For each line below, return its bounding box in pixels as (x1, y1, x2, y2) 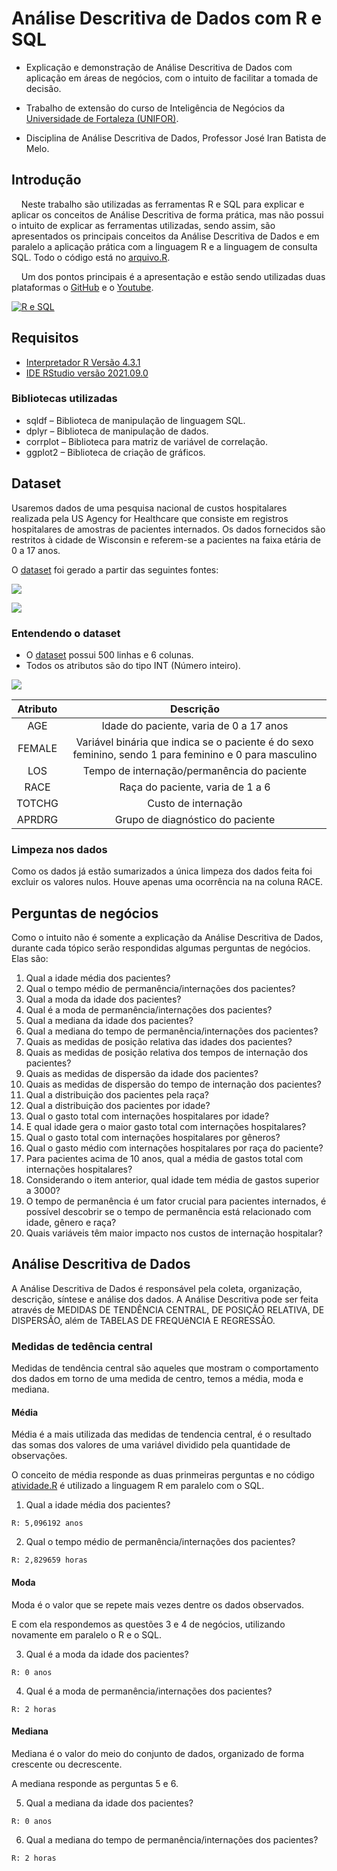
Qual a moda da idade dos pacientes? (25, 993, 182, 1006)
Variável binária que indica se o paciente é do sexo (75, 735, 314, 749)
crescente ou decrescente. (11, 1758, 123, 1770)
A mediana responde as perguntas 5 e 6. (11, 1777, 179, 1789)
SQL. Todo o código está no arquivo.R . (11, 251, 171, 263)
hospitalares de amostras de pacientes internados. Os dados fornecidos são (11, 523, 326, 535)
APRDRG (16, 812, 59, 826)
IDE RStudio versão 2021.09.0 (25, 367, 149, 379)
